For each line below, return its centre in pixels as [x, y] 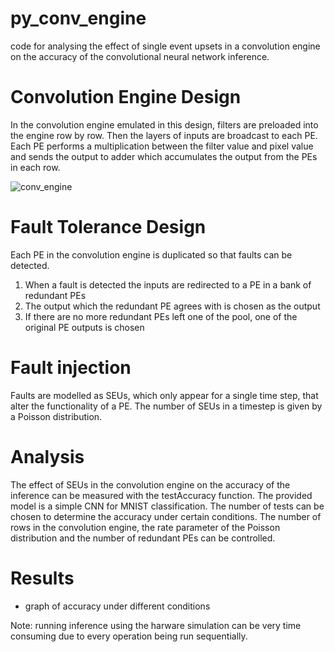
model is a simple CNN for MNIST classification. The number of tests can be [167, 506]
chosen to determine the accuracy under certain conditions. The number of [166, 516]
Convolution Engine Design [126, 97]
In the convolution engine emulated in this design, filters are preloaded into [164, 124]
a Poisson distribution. [56, 416]
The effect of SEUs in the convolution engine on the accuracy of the [150, 484]
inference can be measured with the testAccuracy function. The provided [161, 495]
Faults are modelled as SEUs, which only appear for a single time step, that [164, 395]
